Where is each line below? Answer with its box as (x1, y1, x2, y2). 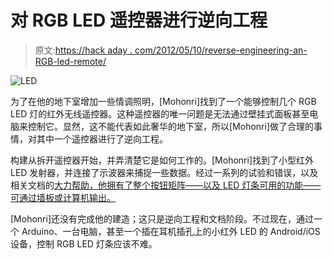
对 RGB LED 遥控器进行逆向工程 (10, 9, 268, 32)
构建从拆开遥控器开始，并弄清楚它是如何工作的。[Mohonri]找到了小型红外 (10, 154, 314, 166)
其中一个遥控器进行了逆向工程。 (36, 132, 168, 145)
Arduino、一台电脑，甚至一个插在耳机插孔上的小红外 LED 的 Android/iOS (21, 225, 321, 237)
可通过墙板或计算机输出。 (10, 191, 116, 203)
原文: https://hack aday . (34, 44, 133, 56)
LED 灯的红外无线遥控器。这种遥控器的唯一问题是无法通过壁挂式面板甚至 (10, 107, 310, 120)
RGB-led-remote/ (34, 55, 107, 67)
